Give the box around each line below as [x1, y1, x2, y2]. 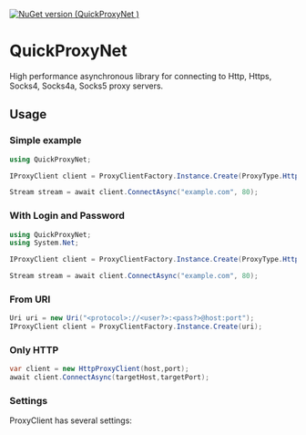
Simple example [9, 134, 82, 147]
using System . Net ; [9, 238, 79, 248]
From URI [9, 293, 51, 306]
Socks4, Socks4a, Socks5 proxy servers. [9, 80, 164, 91]
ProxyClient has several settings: [9, 415, 132, 426]
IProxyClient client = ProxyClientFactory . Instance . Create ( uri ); [9, 322, 262, 332]
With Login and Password [9, 210, 125, 223]
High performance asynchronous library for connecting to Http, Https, [9, 70, 272, 81]
